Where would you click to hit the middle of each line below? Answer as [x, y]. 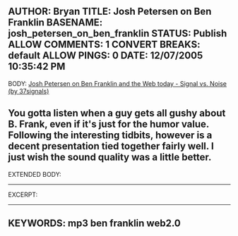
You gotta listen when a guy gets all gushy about [117, 113]
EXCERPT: [23, 194]
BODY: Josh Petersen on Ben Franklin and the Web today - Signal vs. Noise [117, 83]
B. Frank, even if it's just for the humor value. [108, 124]
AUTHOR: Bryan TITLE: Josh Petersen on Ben [110, 12]
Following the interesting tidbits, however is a [110, 136]
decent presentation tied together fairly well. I [111, 146]
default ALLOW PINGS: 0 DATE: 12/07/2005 [106, 56]
